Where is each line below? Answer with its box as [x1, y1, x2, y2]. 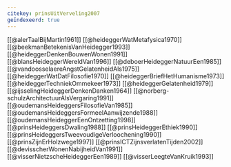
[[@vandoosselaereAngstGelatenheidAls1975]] [7, 65, 140, 73]
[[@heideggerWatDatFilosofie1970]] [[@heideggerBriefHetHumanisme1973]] [7, 71, 225, 80]
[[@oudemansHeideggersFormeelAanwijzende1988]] [7, 108, 159, 117]
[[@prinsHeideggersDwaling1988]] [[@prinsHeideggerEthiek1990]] [7, 123, 198, 131]
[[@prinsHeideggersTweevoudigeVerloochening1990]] [7, 130, 162, 138]
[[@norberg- [133, 87, 170, 95]
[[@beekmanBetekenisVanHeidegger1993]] [7, 43, 130, 51]
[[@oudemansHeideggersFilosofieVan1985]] [7, 101, 133, 109]
